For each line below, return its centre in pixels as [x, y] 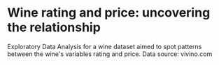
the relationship [54, 27]
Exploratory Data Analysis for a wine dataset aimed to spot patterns [105, 46]
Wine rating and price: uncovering [109, 13]
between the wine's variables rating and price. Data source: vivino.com [110, 54]
